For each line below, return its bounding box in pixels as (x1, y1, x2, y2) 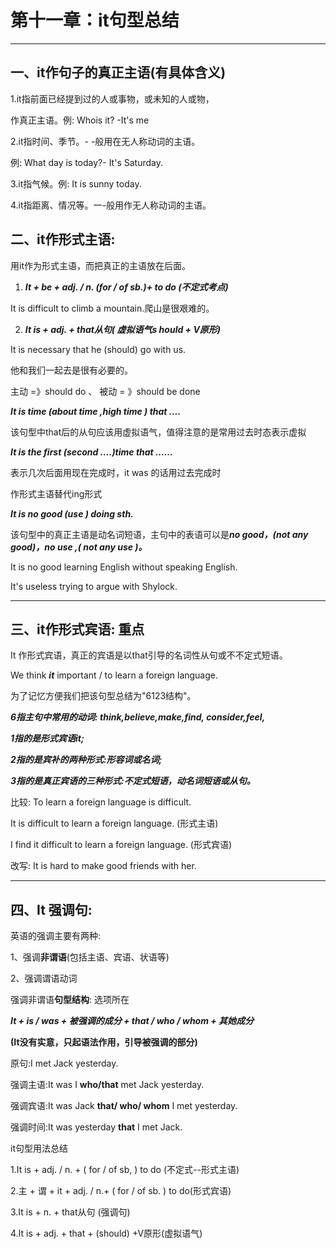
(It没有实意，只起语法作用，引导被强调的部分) (10, 1036, 198, 1048)
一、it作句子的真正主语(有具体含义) (10, 64, 227, 81)
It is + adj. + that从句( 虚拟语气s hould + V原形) (24, 323, 222, 335)
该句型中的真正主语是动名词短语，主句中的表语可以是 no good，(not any (10, 528, 309, 540)
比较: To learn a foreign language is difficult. (10, 796, 192, 808)
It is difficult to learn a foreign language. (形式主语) (10, 817, 219, 830)
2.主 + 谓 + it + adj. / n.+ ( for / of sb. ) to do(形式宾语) (10, 1185, 232, 1197)
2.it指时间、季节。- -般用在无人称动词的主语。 (10, 135, 201, 147)
